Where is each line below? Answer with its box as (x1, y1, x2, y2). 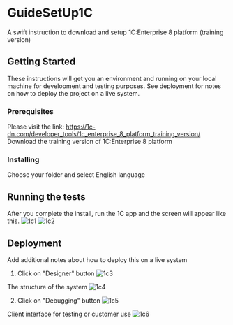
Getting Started (7, 56, 76, 68)
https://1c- (66, 122, 96, 131)
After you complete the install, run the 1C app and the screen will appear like (7, 210, 227, 218)
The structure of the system (7, 282, 87, 291)
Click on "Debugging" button (17, 296, 101, 305)
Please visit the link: (7, 122, 65, 131)
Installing (7, 154, 40, 164)
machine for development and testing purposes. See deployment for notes (7, 82, 222, 90)
